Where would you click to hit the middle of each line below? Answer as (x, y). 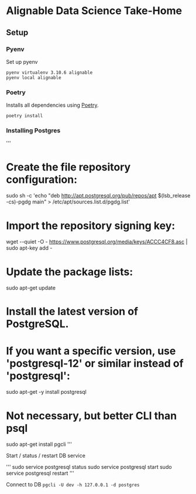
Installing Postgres (33, 131)
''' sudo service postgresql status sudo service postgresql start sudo (89, 467)
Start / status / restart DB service (46, 456)
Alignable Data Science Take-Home (94, 11)
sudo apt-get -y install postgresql (46, 392)
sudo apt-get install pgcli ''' (39, 444)
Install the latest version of (72, 311)
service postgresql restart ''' (40, 473)
